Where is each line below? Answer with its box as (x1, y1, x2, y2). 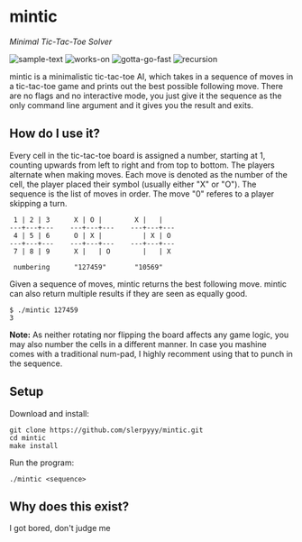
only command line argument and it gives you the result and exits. (9, 99, 254, 110)
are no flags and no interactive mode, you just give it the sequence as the (9, 90, 282, 101)
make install (9, 441, 59, 450)
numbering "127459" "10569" (13, 262, 164, 271)
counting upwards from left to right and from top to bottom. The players (9, 160, 275, 170)
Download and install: (9, 408, 90, 418)
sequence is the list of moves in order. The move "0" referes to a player (9, 188, 275, 199)
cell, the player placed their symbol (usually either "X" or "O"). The (9, 179, 257, 189)
